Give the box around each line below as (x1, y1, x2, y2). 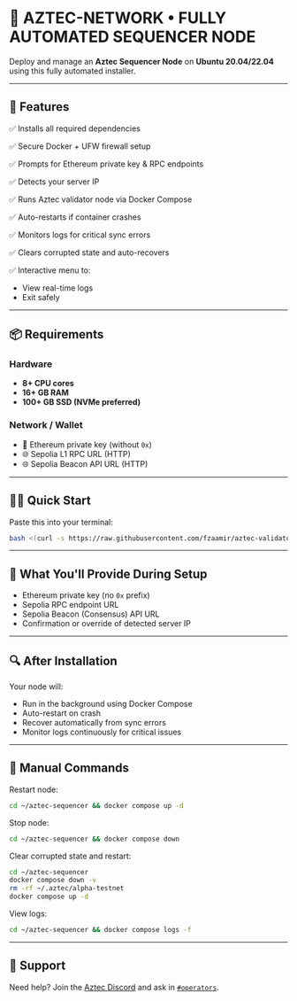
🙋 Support (9, 958, 66, 974)
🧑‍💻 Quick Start (9, 493, 91, 508)
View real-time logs (21, 283, 94, 293)
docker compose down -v (9, 876, 97, 885)
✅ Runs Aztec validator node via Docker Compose (9, 194, 193, 205)
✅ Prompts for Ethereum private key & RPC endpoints (9, 159, 204, 169)
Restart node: (9, 784, 59, 795)
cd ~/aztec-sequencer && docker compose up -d (9, 801, 184, 810)
